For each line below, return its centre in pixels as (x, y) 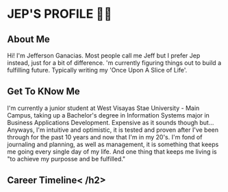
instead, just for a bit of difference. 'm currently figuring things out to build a (114, 63)
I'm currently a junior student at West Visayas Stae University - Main (103, 108)
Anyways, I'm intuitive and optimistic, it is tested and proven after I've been (113, 130)
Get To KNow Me (43, 92)
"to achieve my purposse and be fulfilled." (66, 159)
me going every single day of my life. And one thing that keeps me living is (112, 151)
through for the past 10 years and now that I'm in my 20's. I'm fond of (105, 137)
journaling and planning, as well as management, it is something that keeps (113, 144)
